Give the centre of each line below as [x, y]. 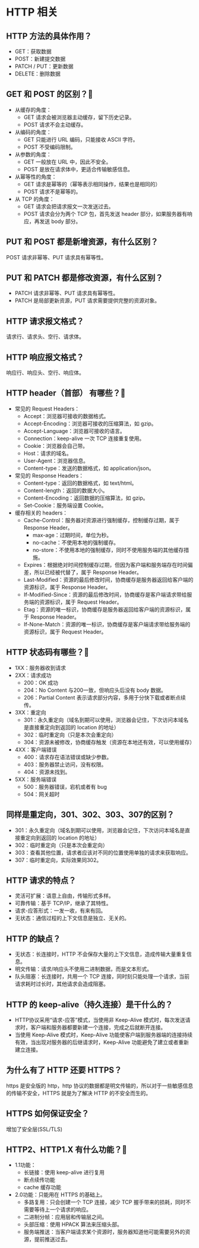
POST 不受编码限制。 [50, 147]
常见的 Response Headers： [49, 475]
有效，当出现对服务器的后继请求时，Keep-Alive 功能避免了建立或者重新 [102, 1042]
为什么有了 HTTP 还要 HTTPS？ [64, 1070]
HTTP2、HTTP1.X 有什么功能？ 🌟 [67, 1150]
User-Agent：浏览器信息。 [56, 460]
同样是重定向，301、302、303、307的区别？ [90, 815]
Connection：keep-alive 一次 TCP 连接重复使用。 [84, 438]
